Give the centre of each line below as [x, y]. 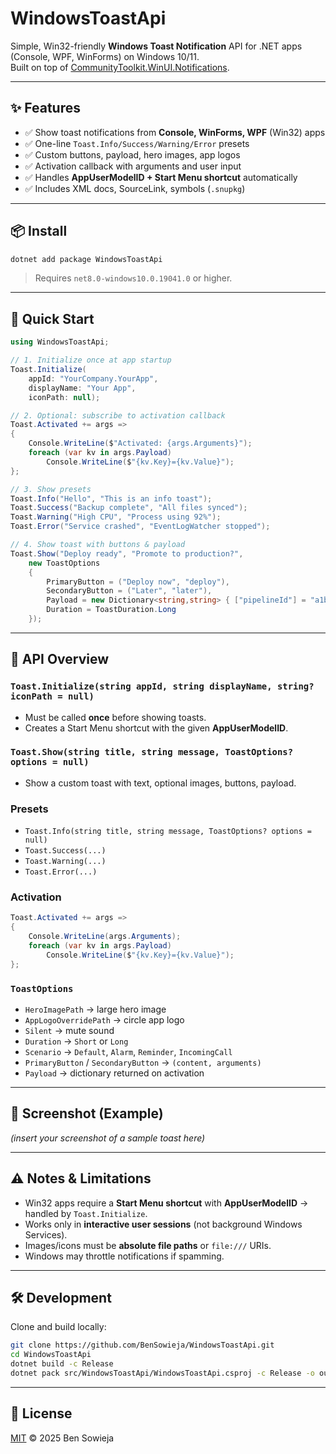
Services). [46, 1234]
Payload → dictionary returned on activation [114, 1073]
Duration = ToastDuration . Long [111, 610]
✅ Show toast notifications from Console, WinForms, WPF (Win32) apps [175, 132]
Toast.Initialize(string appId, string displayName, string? [162, 686]
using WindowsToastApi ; [60, 342]
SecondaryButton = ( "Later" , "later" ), [129, 591]
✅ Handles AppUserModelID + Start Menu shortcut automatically [161, 177]
